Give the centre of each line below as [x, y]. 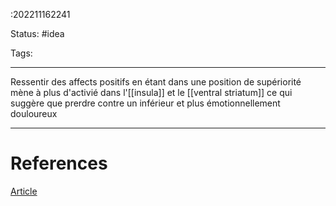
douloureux [34, 113]
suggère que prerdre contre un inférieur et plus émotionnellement [145, 103]
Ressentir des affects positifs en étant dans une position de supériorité [156, 82]
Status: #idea [37, 33]
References [59, 163]
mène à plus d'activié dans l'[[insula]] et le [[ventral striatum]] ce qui [151, 92]
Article [24, 191]
